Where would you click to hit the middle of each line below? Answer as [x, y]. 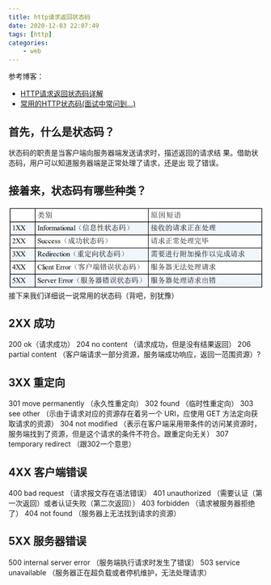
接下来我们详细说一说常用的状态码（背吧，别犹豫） [93, 295]
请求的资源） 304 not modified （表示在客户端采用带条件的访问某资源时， [138, 424]
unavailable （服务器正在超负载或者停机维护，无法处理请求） [110, 572]
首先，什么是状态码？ [61, 132]
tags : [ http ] [30, 34]
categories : [28, 43]
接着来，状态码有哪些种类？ [78, 191]
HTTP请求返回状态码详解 [61, 94]
